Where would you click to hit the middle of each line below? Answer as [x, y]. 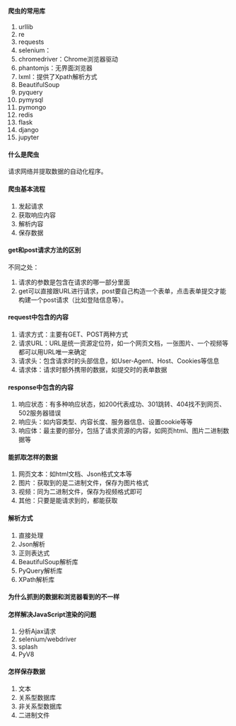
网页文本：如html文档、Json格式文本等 [75, 474]
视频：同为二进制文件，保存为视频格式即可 [80, 492]
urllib [26, 27]
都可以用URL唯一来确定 [52, 352]
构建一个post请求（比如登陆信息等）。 [73, 300]
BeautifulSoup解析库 [48, 561]
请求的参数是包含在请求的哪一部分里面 [74, 282]
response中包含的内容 [41, 387]
